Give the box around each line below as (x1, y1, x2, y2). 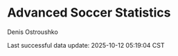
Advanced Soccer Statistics (7, 5, 171, 21)
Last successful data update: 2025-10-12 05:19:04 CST (7, 41, 165, 49)
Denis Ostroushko (7, 28, 59, 36)
